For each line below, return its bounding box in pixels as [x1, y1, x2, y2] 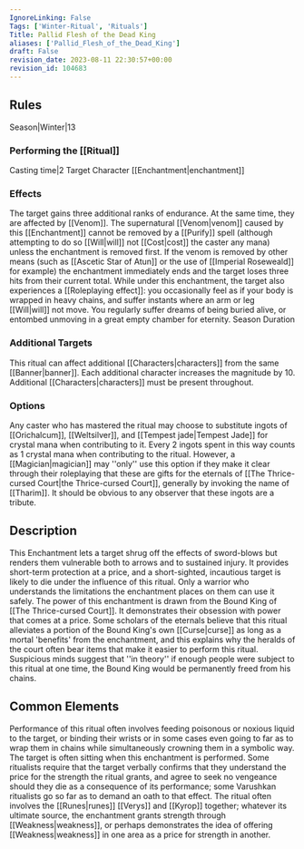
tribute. [9, 496, 36, 508]
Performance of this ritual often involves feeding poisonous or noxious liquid [9, 723, 295, 734]
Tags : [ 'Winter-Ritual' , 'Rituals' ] [9, 22, 148, 31]
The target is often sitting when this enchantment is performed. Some [9, 752, 270, 763]
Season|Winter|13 [9, 122, 76, 132]
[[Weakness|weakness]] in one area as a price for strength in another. [9, 829, 271, 840]
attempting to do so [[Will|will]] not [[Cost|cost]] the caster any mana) [9, 237, 270, 248]
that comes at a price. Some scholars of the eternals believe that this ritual [9, 614, 288, 626]
